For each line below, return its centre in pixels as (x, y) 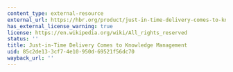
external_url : (28, 20)
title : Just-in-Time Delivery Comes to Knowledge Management (97, 45)
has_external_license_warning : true (60, 26)
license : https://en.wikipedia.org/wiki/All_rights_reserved (97, 33)
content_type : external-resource (55, 13)
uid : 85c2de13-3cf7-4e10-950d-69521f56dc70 (71, 52)
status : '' (23, 39)
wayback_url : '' (31, 58)
